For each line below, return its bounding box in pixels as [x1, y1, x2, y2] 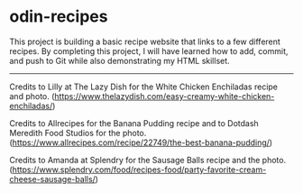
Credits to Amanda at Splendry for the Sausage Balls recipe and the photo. [9, 154, 287, 165]
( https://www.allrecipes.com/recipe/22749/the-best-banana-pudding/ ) [9, 137, 273, 148]
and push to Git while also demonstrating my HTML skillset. [9, 55, 230, 66]
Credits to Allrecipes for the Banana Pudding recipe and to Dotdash [9, 117, 259, 128]
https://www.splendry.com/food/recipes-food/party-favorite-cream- [12, 164, 267, 175]
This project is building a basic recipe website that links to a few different [9, 36, 281, 47]
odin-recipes [9, 6, 108, 27]
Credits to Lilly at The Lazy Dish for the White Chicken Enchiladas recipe [9, 81, 278, 92]
